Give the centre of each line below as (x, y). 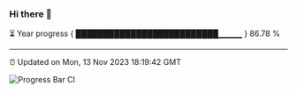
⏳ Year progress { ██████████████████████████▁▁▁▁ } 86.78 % (145, 33)
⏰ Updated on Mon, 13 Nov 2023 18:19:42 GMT (95, 62)
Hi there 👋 (31, 14)
